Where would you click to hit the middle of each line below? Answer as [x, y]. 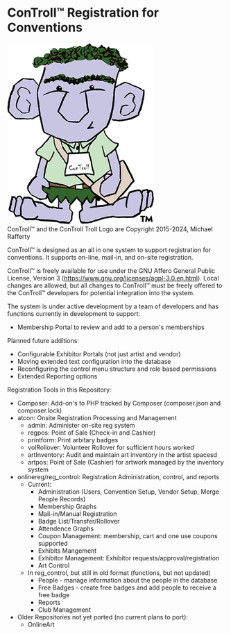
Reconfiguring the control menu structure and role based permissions [117, 369]
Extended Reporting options [57, 376]
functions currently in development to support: [74, 313]
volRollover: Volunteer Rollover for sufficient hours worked [111, 447]
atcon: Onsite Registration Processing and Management [97, 417]
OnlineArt [41, 624]
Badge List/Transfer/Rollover [79, 521]
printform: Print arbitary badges [73, 440]
